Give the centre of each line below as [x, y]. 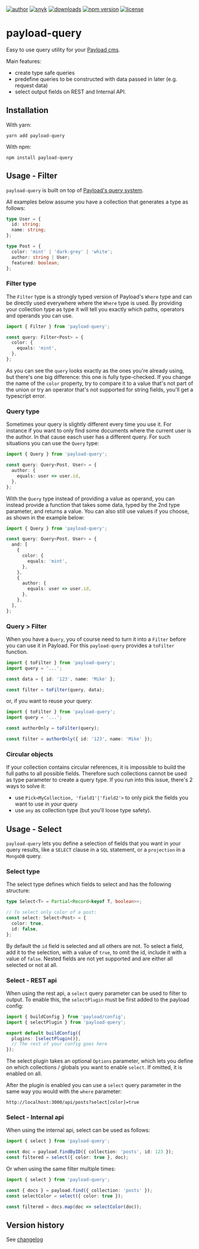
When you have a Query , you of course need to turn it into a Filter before [96, 639]
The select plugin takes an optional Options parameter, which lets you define [100, 1061]
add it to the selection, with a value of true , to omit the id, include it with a [96, 952]
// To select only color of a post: [51, 913]
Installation [27, 110]
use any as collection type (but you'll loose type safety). [83, 810]
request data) [31, 85]
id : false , [25, 929]
